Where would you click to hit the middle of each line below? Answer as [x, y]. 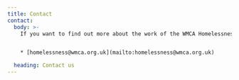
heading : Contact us [44, 65]
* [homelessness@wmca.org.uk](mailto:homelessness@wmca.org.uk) [117, 53]
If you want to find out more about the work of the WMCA [108, 34]
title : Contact [30, 14]
